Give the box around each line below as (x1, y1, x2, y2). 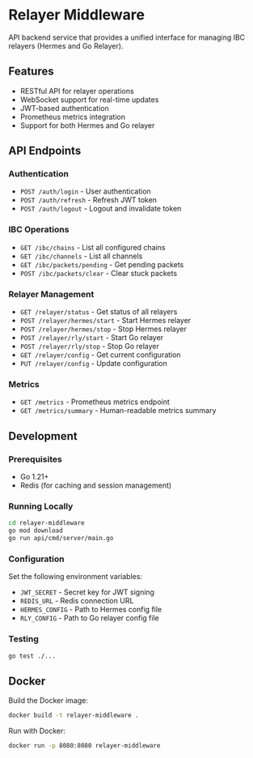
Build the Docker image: (8, 696, 89, 705)
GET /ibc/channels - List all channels (19, 251, 143, 261)
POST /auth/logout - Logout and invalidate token (19, 204, 182, 214)
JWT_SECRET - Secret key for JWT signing (19, 587, 155, 597)
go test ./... (8, 652, 57, 660)
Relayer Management (8, 288, 95, 300)
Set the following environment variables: (8, 572, 143, 581)
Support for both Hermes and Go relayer (19, 120, 155, 130)
